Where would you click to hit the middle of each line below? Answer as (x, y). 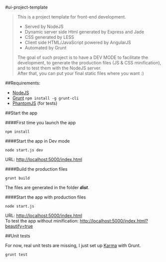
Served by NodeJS (44, 26)
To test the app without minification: (42, 221)
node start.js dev (24, 150)
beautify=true (19, 226)
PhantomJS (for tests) (35, 103)
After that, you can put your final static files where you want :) (81, 73)
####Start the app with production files (45, 197)
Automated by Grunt (45, 48)
